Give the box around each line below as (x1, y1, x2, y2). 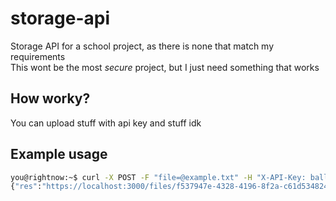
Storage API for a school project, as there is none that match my (10, 40, 275, 52)
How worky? (10, 90, 91, 107)
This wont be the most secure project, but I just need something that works (10, 61, 320, 73)
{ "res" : (10, 182, 43, 192)
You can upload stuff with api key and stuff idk (10, 117, 202, 129)
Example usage (10, 146, 108, 163)
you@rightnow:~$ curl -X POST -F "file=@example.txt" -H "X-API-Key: (10, 172, 307, 182)
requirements (10, 50, 66, 62)
